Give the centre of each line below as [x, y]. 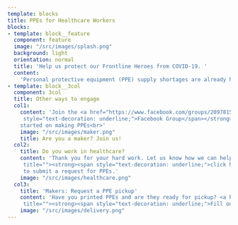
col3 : [22, 184]
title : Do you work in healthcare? [73, 152]
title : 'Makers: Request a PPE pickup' [79, 191]
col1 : [22, 106]
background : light [41, 54]
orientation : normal [44, 60]
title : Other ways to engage [57, 99]
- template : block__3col [44, 86]
